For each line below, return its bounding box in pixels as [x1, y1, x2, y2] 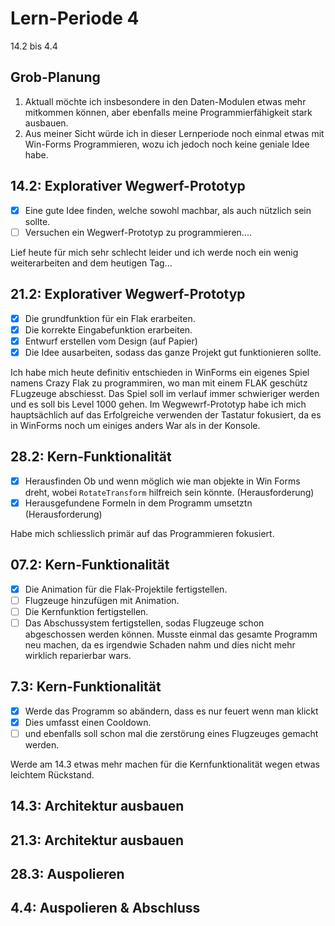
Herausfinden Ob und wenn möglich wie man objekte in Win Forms [24, 475, 301, 487]
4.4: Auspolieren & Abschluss [10, 900, 201, 917]
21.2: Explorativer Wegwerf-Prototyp [10, 286, 246, 303]
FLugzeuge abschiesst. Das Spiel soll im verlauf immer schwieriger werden [10, 387, 320, 399]
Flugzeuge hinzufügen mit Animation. [24, 594, 180, 606]
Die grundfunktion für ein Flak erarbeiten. [24, 312, 196, 324]
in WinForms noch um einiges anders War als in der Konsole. [10, 419, 261, 431]
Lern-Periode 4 [10, 7, 140, 30]
